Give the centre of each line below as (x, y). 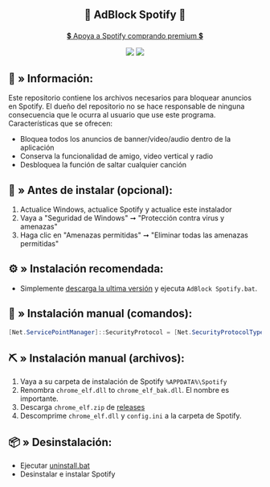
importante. (39, 398)
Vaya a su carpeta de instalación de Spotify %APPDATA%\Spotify (123, 382)
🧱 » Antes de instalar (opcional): (90, 190)
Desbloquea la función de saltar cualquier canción (103, 165)
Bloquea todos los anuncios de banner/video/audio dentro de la (125, 139)
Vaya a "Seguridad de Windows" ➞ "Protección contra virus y (122, 218)
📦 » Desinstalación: (60, 442)
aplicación (37, 148)
